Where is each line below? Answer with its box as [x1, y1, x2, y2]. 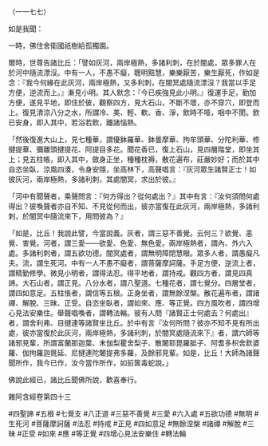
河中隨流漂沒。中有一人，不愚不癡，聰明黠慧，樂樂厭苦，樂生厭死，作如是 [14, 68, 260, 77]
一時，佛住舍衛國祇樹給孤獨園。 [8, 41, 113, 50]
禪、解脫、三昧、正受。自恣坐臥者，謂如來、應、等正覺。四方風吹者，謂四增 [8, 298, 260, 307]
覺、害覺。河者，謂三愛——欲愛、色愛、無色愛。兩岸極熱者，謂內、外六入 [8, 239, 253, 247]
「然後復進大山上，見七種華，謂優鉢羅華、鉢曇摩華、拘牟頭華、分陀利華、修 [8, 135, 260, 144]
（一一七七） [8, 7, 50, 16]
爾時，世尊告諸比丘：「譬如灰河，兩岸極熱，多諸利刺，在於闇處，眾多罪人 [8, 58, 250, 67]
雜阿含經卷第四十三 [8, 392, 72, 401]
